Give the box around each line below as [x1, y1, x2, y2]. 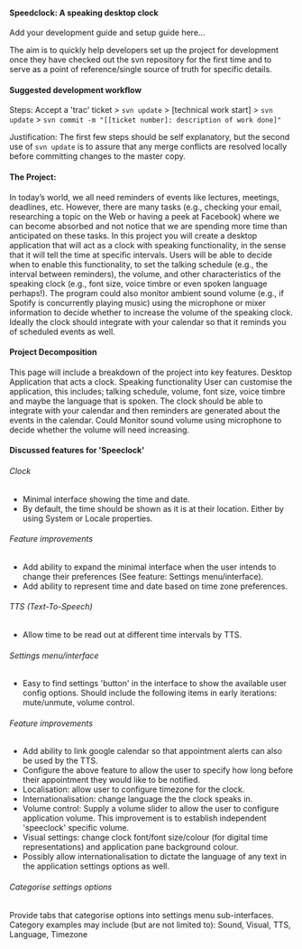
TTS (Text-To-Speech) [9, 601, 93, 612]
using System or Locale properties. [22, 513, 153, 524]
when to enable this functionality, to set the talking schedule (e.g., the [9, 258, 269, 270]
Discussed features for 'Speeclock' [9, 445, 145, 456]
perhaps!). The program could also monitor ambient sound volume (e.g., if [9, 287, 284, 298]
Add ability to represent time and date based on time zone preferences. [22, 581, 288, 591]
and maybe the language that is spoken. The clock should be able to [9, 395, 263, 406]
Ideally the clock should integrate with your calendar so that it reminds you [9, 316, 287, 327]
